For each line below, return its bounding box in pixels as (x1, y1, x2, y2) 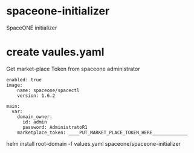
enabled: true (6, 76, 42, 83)
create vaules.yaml (6, 45, 105, 59)
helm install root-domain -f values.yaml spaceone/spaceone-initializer (6, 140, 181, 147)
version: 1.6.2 (17, 92, 56, 99)
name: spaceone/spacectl (17, 87, 80, 93)
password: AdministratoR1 (22, 124, 88, 130)
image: (6, 82, 23, 88)
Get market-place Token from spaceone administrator (6, 65, 140, 72)
